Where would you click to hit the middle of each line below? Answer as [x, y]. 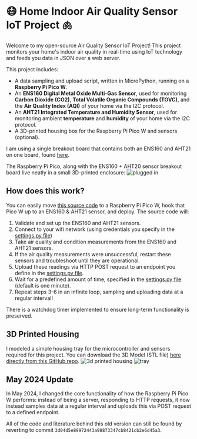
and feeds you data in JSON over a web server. [63, 58]
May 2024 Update [40, 379]
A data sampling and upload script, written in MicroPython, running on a [102, 81]
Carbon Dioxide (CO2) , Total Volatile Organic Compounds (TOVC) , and [102, 100]
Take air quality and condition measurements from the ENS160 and [95, 242]
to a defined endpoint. [33, 412]
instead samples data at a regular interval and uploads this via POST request [98, 406]
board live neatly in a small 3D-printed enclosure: [66, 172]
